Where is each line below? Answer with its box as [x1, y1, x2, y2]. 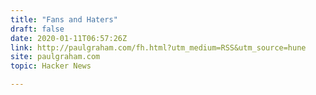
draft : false [10, 24, 65, 34]
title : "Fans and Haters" [10, 14, 118, 25]
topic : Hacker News [10, 61, 92, 71]
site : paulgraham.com [10, 52, 101, 62]
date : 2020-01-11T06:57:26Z [10, 33, 128, 43]
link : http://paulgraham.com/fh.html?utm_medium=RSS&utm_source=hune [10, 42, 307, 53]
